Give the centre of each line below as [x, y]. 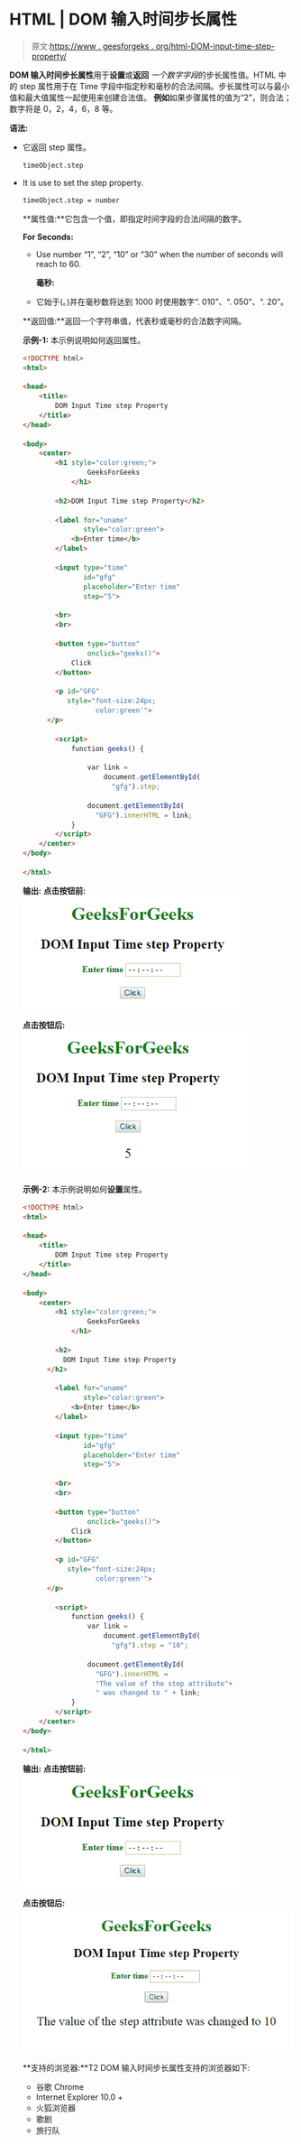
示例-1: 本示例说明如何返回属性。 [84, 339]
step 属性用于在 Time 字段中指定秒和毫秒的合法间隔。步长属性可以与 [147, 86]
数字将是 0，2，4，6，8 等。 [64, 108]
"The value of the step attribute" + [164, 1684]
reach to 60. [58, 264]
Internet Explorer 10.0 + [79, 2097]
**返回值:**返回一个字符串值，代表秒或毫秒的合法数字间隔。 [134, 320]
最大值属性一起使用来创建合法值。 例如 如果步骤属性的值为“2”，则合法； [158, 97]
